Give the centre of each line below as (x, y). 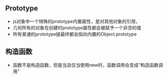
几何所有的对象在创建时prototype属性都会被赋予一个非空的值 (77, 28)
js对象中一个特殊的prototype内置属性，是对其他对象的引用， (76, 21)
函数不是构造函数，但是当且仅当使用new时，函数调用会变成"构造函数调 (88, 65)
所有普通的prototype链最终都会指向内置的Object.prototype (75, 34)
